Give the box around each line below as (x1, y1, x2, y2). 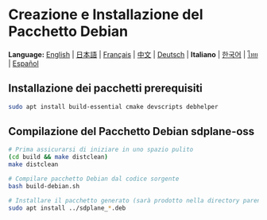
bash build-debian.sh (8, 182, 80, 190)
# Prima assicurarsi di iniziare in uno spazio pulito (8, 145, 194, 154)
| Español (8, 58, 40, 68)
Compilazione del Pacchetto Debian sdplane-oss (8, 125, 255, 138)
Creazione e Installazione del (8, 6, 203, 24)
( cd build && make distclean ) (8, 153, 109, 161)
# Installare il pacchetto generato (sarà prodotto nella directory (8, 196, 240, 204)
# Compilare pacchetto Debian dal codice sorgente (8, 175, 180, 183)
